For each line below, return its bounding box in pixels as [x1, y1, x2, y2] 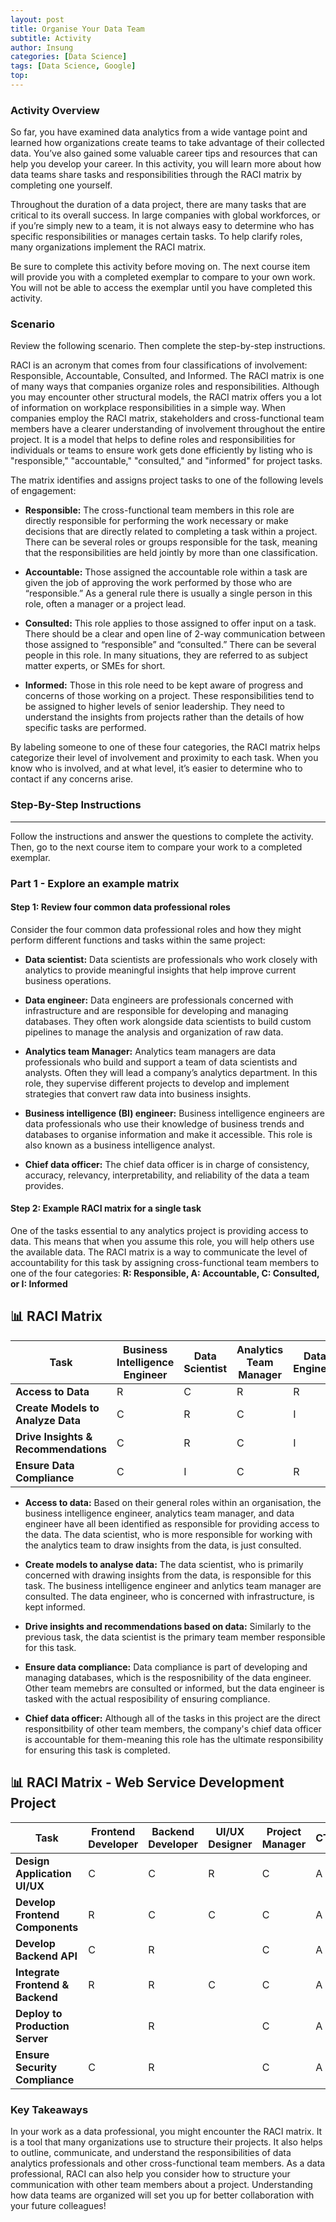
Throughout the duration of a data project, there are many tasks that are [10, 199, 307, 211]
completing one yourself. [10, 179, 113, 191]
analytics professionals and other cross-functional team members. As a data [10, 2157, 326, 2170]
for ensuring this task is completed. [24, 1744, 171, 1756]
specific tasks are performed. [24, 722, 147, 734]
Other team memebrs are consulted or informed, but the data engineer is [24, 1682, 325, 1694]
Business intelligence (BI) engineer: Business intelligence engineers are [24, 1107, 325, 1119]
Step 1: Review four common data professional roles [10, 901, 231, 913]
